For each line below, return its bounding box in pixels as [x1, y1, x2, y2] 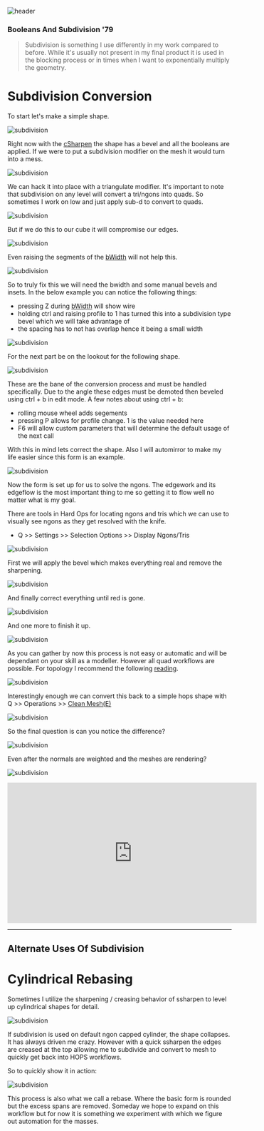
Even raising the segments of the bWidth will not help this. [7, 253, 178, 262]
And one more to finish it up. [7, 621, 91, 630]
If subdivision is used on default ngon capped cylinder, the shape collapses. [7, 1030, 231, 1038]
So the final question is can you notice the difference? [7, 727, 166, 736]
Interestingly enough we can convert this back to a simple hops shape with [7, 692, 227, 700]
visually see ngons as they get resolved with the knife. [7, 517, 167, 526]
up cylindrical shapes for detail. [7, 1002, 100, 1010]
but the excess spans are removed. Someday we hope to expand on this [7, 1102, 219, 1110]
